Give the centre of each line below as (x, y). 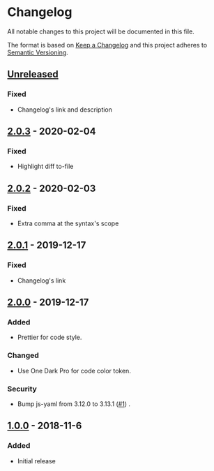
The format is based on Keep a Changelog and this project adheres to (107, 45)
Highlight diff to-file (45, 166)
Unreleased (33, 74)
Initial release (36, 461)
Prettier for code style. (49, 337)
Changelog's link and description (65, 110)
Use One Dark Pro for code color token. (74, 371)
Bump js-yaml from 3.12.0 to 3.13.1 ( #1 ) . (74, 404)
